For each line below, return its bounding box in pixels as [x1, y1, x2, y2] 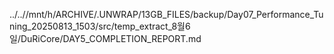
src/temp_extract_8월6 [98, 20, 191, 32]
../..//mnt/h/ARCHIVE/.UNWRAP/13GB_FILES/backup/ [9, 9, 228, 20]
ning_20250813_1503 [9, 20, 96, 32]
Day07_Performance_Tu [227, 9, 324, 20]
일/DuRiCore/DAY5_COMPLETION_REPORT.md [9, 33, 202, 44]
